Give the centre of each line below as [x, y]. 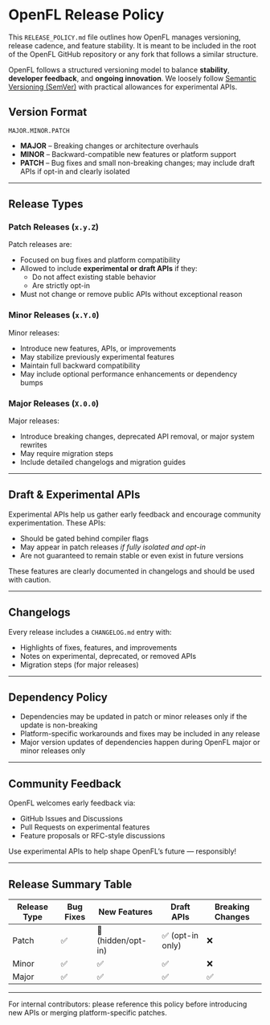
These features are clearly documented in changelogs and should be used [132, 571]
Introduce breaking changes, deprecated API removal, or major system [137, 437]
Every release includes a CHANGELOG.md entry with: [90, 632]
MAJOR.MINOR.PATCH [39, 130]
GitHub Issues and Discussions [71, 819]
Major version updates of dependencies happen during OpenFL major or [140, 743]
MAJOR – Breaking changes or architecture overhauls [109, 146]
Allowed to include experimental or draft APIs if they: [109, 269]
